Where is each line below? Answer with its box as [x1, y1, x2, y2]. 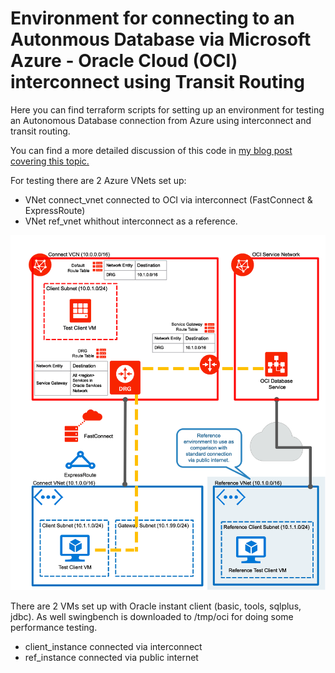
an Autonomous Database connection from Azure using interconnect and [10, 114, 312, 126]
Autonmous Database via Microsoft [10, 28, 312, 51]
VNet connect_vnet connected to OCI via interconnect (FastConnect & [24, 193, 313, 206]
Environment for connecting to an [10, 7, 295, 30]
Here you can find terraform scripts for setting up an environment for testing [10, 103, 325, 116]
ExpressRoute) [24, 204, 86, 216]
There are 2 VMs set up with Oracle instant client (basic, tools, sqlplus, [10, 600, 302, 612]
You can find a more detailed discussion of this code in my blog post [10, 144, 293, 156]
